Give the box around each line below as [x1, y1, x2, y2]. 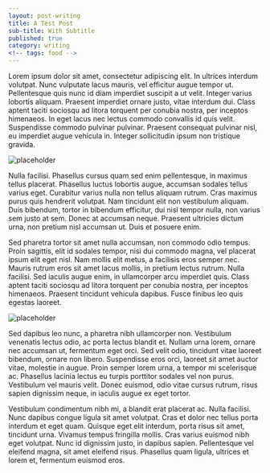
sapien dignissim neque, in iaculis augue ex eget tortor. [8, 389, 191, 398]
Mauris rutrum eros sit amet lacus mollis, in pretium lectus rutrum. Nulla [8, 263, 245, 273]
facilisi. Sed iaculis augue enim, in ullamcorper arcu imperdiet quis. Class [8, 272, 250, 282]
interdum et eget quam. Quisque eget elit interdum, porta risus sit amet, [8, 422, 245, 430]
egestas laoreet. [8, 298, 62, 306]
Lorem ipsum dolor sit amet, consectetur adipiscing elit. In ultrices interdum [8, 72, 259, 80]
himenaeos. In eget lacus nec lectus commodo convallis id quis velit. [8, 114, 235, 123]
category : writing [8, 42, 70, 50]
